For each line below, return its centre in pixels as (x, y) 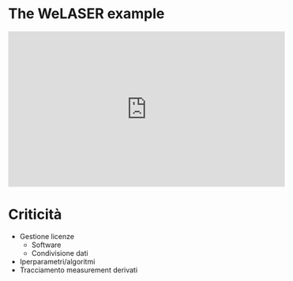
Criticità (35, 215)
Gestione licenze (47, 236)
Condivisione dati (60, 253)
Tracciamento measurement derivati (79, 270)
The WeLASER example (86, 14)
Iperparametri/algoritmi (57, 261)
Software (46, 245)
